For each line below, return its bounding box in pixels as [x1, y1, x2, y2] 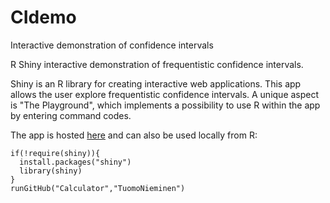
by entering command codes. [10, 109, 132, 121]
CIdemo [10, 6, 77, 29]
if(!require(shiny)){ [10, 148, 101, 158]
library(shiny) [19, 166, 83, 176]
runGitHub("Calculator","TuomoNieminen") [10, 183, 186, 193]
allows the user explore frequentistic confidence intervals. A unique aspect [10, 88, 320, 100]
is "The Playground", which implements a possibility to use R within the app [10, 99, 321, 111]
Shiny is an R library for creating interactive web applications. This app [10, 77, 302, 90]
